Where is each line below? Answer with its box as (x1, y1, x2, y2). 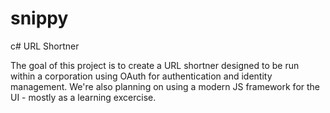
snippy (10, 7, 69, 30)
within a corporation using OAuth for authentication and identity (10, 70, 273, 82)
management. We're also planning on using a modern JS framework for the (10, 80, 321, 92)
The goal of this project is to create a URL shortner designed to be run (10, 59, 300, 71)
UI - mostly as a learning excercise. (10, 91, 157, 103)
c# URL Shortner (10, 40, 80, 52)
